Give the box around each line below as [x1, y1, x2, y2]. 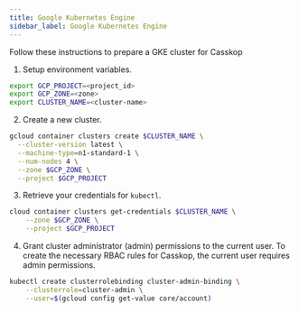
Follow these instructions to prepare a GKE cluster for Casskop [9, 46, 243, 57]
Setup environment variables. [22, 64, 133, 75]
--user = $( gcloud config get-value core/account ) [25, 294, 212, 303]
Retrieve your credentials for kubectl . [22, 190, 162, 201]
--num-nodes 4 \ [17, 157, 79, 166]
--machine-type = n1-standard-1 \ [17, 148, 140, 158]
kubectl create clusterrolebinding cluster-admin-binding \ [9, 277, 241, 286]
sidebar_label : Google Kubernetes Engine [9, 22, 168, 31]
